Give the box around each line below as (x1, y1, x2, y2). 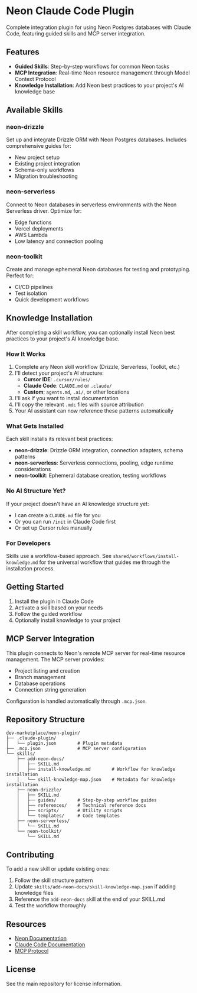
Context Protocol (14, 75, 56, 82)
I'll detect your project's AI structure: (14, 369, 104, 377)
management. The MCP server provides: (6, 655, 105, 663)
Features (6, 47, 40, 57)
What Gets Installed (6, 422, 64, 430)
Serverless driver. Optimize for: (6, 207, 82, 214)
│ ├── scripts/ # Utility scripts (17, 808, 123, 814)
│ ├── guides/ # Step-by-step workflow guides (17, 797, 157, 803)
